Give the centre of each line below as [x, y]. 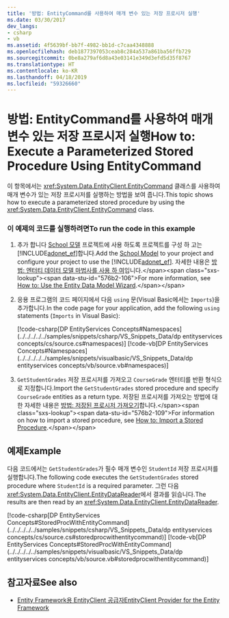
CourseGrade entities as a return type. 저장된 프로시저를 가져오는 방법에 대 [117, 397]
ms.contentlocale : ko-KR [42, 71]
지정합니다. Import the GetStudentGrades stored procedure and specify [121, 388]
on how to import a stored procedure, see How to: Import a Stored [110, 420]
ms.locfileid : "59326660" [44, 84]
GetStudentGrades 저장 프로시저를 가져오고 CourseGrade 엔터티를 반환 [110, 380]
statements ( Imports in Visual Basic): [69, 316]
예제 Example [34, 450]
